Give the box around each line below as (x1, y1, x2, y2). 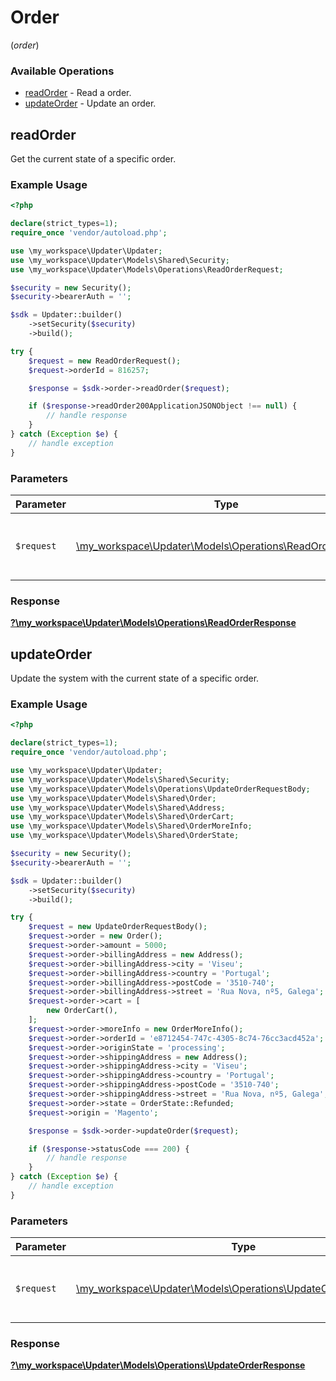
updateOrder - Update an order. (24, 97, 157, 110)
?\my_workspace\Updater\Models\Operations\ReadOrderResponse (10, 617, 297, 629)
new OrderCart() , (46, 1006, 118, 1016)
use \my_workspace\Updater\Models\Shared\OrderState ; (10, 831, 240, 841)
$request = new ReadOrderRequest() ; (28, 356, 182, 366)
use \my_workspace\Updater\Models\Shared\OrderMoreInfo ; (10, 821, 253, 831)
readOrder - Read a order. (24, 87, 132, 99)
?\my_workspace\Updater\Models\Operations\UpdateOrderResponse (10, 1359, 306, 1371)
